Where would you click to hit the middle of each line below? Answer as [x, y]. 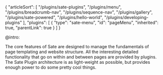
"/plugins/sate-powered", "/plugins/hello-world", [54, 17]
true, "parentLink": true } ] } [33, 28]
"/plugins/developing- [126, 17]
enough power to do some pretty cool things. [51, 67]
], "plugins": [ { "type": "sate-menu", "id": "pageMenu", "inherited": [91, 22]
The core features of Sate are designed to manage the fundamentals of [77, 47]
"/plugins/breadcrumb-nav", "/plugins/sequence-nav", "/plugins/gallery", [79, 12]
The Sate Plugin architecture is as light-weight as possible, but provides [78, 62]
